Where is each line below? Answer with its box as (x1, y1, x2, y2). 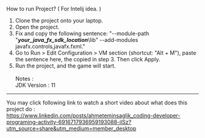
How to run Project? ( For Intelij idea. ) (6, 5, 102, 12)
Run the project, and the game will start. (15, 62, 116, 69)
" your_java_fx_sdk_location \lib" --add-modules (15, 36, 138, 43)
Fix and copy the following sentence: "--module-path (15, 30, 149, 37)
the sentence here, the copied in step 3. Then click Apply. (15, 56, 160, 63)
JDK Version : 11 (15, 81, 56, 89)
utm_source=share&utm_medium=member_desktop (6, 125, 137, 132)
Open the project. (15, 24, 60, 30)
